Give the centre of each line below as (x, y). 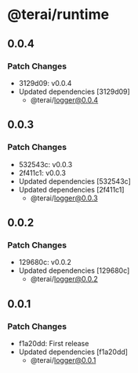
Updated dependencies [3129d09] (74, 91)
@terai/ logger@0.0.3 (64, 198)
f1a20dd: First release (54, 343)
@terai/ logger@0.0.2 (64, 279)
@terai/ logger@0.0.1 (63, 360)
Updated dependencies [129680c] (74, 270)
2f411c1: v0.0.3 (42, 173)
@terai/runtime (58, 15)
